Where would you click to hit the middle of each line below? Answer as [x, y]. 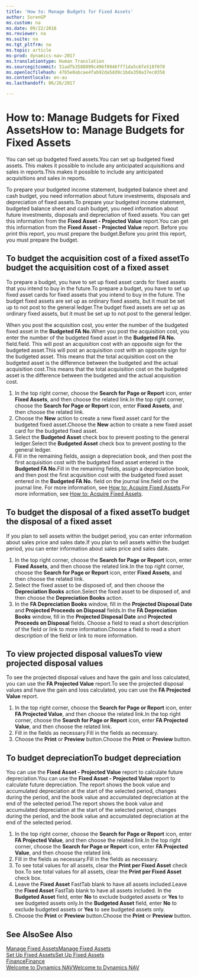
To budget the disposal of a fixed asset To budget [98, 512]
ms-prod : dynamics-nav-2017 [41, 56]
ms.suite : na [22, 39]
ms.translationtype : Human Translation [55, 61]
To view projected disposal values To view [84, 654]
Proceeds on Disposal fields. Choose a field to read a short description [101, 623]
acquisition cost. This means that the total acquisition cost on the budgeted [97, 369]
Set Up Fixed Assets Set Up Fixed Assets [55, 955]
